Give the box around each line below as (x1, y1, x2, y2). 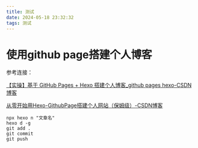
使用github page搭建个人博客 (6, 48, 152, 61)
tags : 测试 (6, 20, 32, 26)
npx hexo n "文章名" (6, 115, 55, 121)
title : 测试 (6, 8, 34, 15)
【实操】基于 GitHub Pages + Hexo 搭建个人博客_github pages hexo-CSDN (6, 82, 192, 89)
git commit (6, 131, 34, 137)
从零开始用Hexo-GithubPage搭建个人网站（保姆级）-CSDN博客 (6, 102, 163, 109)
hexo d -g (6, 120, 31, 126)
